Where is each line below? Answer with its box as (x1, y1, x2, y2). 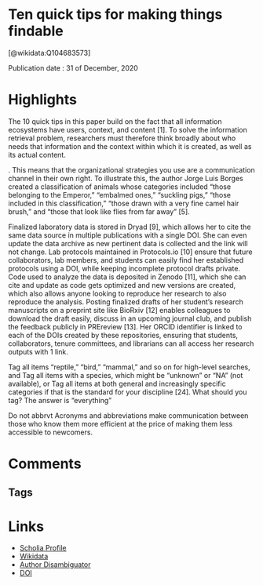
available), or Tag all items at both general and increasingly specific (8, 379, 226, 388)
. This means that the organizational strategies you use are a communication (8, 165, 255, 174)
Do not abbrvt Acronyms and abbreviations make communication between (8, 410, 249, 420)
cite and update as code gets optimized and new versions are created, (8, 280, 236, 289)
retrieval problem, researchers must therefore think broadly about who (8, 133, 236, 143)
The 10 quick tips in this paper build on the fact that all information (8, 116, 222, 126)
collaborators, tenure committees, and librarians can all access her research (8, 339, 254, 348)
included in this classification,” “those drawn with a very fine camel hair (8, 198, 239, 208)
